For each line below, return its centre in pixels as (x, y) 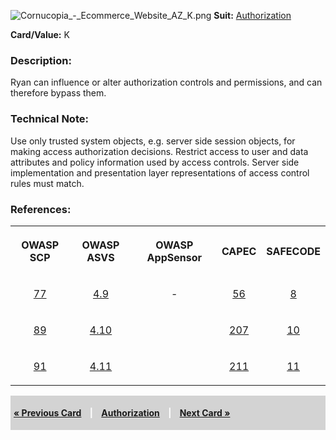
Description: (41, 60)
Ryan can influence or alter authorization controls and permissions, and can (166, 82)
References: (41, 209)
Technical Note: (49, 119)
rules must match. (47, 183)
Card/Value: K (40, 34)
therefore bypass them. (58, 93)
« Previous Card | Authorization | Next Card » (122, 412)
